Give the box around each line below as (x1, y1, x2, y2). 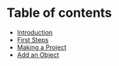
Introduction (16, 28, 53, 37)
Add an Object (16, 51, 59, 59)
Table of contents (6, 5, 113, 21)
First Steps (16, 35, 49, 44)
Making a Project (16, 43, 67, 51)
